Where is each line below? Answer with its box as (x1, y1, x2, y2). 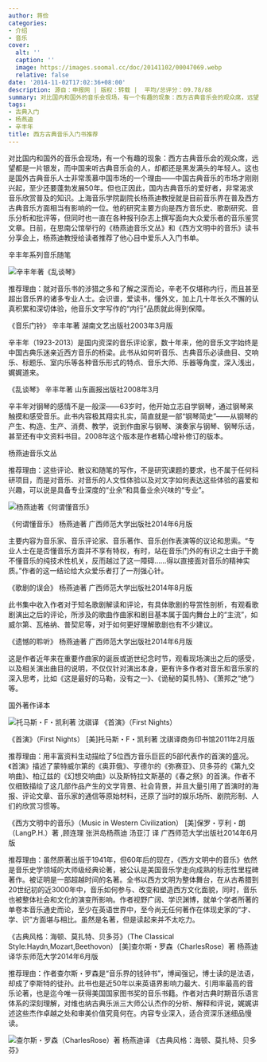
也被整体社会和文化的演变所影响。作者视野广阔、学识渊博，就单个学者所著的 (8, 895, 259, 904)
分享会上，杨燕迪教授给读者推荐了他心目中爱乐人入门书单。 (8, 233, 203, 242)
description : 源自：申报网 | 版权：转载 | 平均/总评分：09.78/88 (8, 85, 212, 94)
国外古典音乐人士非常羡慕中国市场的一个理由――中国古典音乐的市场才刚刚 (14, 173, 259, 183)
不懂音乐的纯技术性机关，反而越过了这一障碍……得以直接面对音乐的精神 (8, 556, 244, 565)
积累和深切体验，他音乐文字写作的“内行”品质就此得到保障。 (14, 304, 210, 313)
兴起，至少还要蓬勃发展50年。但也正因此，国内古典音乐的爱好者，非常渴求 (8, 183, 254, 192)
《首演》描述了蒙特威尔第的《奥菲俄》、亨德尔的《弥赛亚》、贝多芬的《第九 (8, 761, 249, 770)
